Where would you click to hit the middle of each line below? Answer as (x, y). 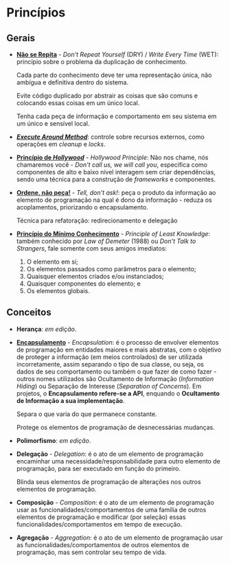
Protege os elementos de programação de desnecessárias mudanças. (116, 427)
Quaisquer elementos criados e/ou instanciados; (95, 276)
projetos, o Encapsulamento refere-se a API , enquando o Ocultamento (118, 393)
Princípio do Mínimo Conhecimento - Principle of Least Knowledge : (113, 234)
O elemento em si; (52, 262)
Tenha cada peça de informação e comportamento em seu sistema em (116, 116)
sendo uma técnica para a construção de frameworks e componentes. (116, 179)
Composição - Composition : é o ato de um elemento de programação (115, 502)
